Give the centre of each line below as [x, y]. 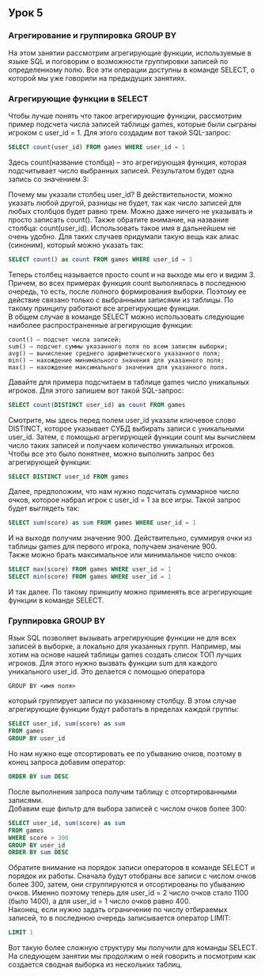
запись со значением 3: [49, 179]
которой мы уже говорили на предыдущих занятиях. [98, 78]
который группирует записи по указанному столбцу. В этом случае [123, 701]
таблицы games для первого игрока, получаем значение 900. [113, 546]
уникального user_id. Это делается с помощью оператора [107, 671]
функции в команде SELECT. [56, 600]
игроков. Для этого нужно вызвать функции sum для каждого [113, 663]
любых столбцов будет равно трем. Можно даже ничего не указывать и [131, 211]
